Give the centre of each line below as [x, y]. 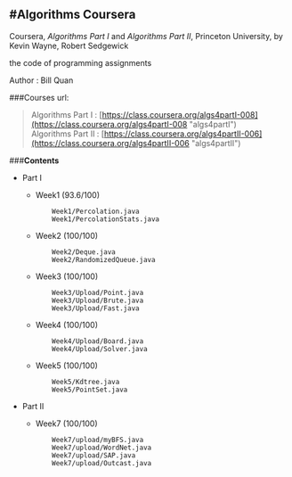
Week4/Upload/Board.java [98, 341]
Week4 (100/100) [67, 325]
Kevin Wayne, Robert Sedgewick [69, 45]
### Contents [34, 160]
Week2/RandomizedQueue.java [104, 259]
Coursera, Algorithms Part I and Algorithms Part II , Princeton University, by [146, 36]
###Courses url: [39, 97]
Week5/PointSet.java [90, 390]
